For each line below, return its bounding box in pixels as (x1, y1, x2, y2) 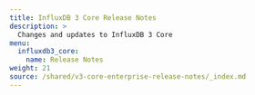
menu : (9, 38, 30, 48)
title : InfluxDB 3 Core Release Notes (9, 13, 157, 23)
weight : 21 (9, 64, 51, 73)
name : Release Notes (25, 55, 104, 64)
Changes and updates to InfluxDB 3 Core (17, 30, 173, 39)
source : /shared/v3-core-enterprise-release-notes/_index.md (9, 72, 247, 81)
